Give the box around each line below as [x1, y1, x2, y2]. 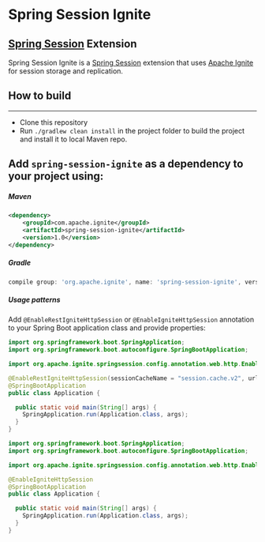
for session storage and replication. [8, 66, 124, 76]
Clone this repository [19, 117, 88, 127]
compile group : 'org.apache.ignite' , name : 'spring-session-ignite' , [8, 278, 242, 286]
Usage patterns [8, 295, 61, 304]
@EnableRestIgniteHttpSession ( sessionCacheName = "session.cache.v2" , [8, 374, 245, 382]
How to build [8, 89, 72, 103]
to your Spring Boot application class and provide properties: [8, 323, 207, 333]
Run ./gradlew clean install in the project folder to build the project [19, 126, 245, 135]
